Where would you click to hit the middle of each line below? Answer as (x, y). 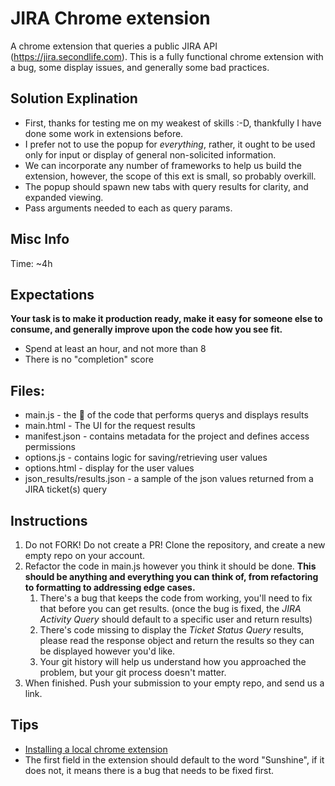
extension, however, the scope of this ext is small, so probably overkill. (170, 176)
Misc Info (40, 239)
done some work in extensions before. (104, 133)
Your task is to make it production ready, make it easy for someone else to (166, 319)
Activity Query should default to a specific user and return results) (176, 619)
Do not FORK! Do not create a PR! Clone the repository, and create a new (175, 545)
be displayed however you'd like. (107, 651)
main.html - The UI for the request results (110, 426)
